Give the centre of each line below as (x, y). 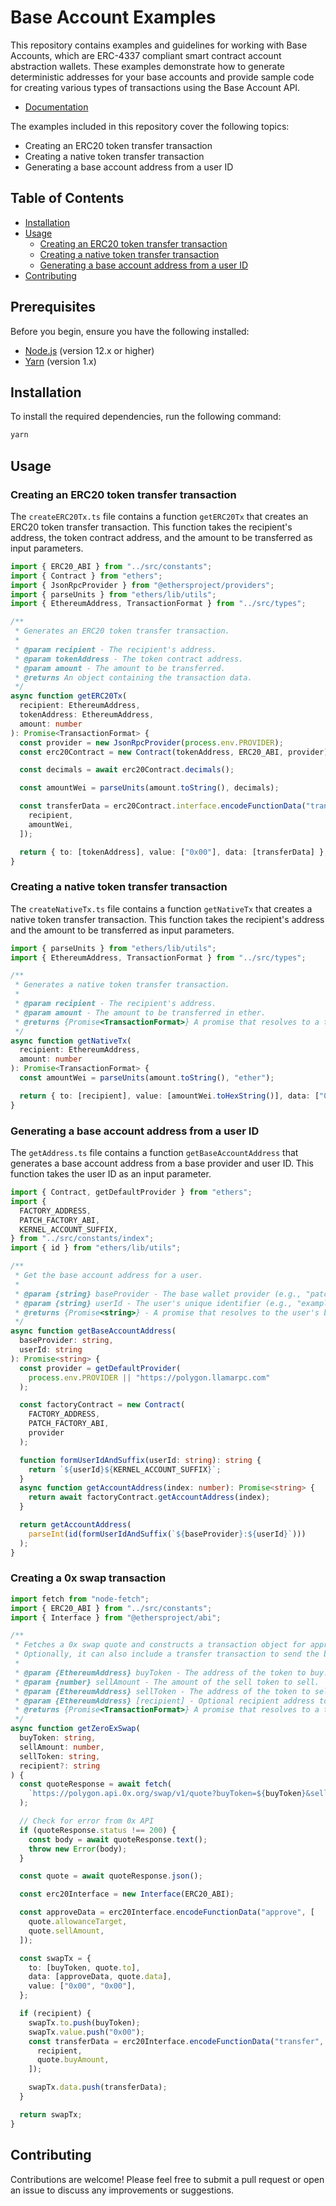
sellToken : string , (60, 1756)
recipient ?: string (60, 1766)
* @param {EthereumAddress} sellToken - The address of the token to (162, 1691)
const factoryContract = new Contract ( (102, 1405)
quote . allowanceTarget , (78, 1922)
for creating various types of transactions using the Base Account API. (155, 87)
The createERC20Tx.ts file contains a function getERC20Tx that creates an (159, 516)
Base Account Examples (113, 17)
